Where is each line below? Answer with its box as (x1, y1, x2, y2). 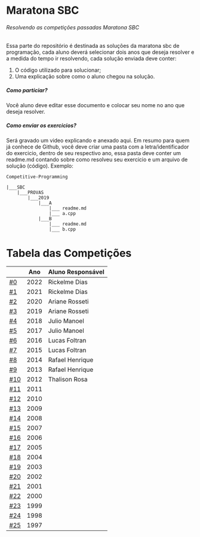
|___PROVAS (17, 190, 44, 196)
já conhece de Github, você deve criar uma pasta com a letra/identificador (6, 143, 189, 150)
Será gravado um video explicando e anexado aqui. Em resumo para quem (6, 137, 190, 144)
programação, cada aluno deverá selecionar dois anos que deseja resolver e (6, 48, 195, 56)
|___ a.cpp (48, 211, 76, 217)
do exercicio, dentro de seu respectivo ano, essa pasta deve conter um (6, 150, 181, 157)
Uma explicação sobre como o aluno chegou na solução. (14, 73, 155, 80)
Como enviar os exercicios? (6, 122, 76, 129)
